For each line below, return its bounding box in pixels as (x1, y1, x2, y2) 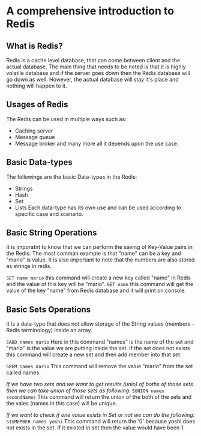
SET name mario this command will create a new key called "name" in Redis (6, 274, 191, 281)
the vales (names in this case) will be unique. (6, 400, 118, 407)
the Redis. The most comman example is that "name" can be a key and (6, 250, 181, 257)
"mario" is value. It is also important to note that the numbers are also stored (6, 256, 195, 263)
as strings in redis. (6, 263, 52, 270)
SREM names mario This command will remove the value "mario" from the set (6, 363, 193, 370)
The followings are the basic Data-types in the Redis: (6, 173, 137, 181)
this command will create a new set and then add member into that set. (6, 351, 182, 358)
